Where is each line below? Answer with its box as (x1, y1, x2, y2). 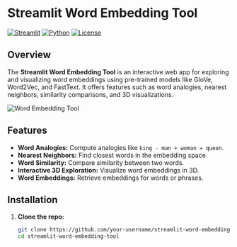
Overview (7, 49, 52, 61)
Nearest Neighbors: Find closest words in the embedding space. (17, 151, 208, 159)
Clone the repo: (17, 212, 65, 221)
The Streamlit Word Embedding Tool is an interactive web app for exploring (7, 67, 229, 76)
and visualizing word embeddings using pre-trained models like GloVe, (7, 75, 214, 84)
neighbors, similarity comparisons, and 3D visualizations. (7, 90, 174, 98)
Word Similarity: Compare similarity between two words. (17, 158, 185, 167)
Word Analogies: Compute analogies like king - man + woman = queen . (17, 143, 224, 151)
